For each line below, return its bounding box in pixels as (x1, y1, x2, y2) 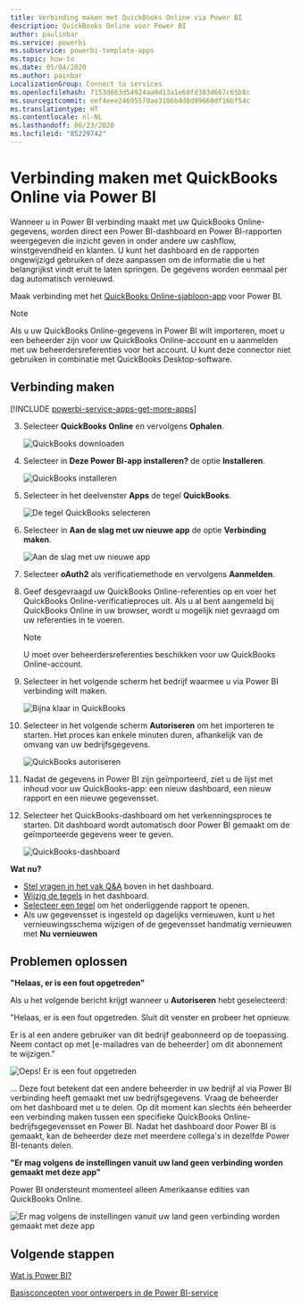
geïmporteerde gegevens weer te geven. (22, 828, 173, 840)
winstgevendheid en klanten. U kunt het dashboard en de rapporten (10, 245, 260, 256)
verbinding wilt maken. (22, 685, 107, 696)
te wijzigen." (10, 1049, 56, 1060)
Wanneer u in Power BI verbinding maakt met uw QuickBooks (10, 216, 236, 227)
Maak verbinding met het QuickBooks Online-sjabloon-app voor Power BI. (10, 290, 282, 301)
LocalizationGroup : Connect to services (10, 80, 163, 88)
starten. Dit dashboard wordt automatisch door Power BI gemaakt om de (22, 819, 290, 830)
